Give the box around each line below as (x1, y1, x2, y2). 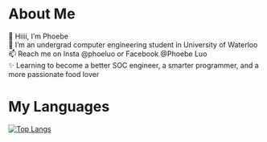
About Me (8, 5, 76, 23)
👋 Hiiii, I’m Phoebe (8, 31, 68, 41)
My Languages (8, 98, 110, 116)
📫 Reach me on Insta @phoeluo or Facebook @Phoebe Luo (8, 49, 207, 59)
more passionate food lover (8, 69, 100, 79)
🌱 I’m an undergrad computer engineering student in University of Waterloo (8, 39, 258, 49)
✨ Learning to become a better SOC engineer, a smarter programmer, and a (8, 60, 259, 70)
